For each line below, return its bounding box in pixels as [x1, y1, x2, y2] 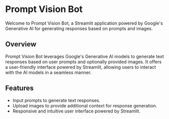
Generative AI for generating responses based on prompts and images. [5, 25, 153, 31]
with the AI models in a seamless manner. [5, 69, 92, 75]
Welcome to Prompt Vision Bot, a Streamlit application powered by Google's [5, 20, 163, 26]
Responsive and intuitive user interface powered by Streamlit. [12, 108, 141, 114]
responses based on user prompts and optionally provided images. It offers [5, 59, 162, 65]
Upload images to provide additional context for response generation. [12, 102, 157, 108]
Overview [5, 40, 37, 49]
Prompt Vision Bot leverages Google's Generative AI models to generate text [5, 53, 164, 59]
